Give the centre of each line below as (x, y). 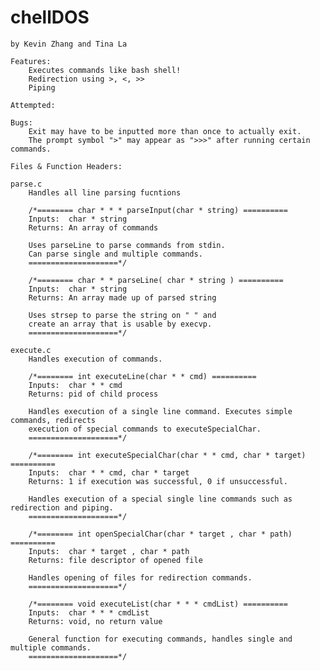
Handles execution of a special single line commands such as (160, 499)
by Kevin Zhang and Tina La (69, 44)
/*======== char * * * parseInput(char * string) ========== (158, 210)
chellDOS (50, 17)
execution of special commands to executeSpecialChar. (145, 429)
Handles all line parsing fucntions (105, 192)
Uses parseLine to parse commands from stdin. (127, 245)
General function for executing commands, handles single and (160, 639)
